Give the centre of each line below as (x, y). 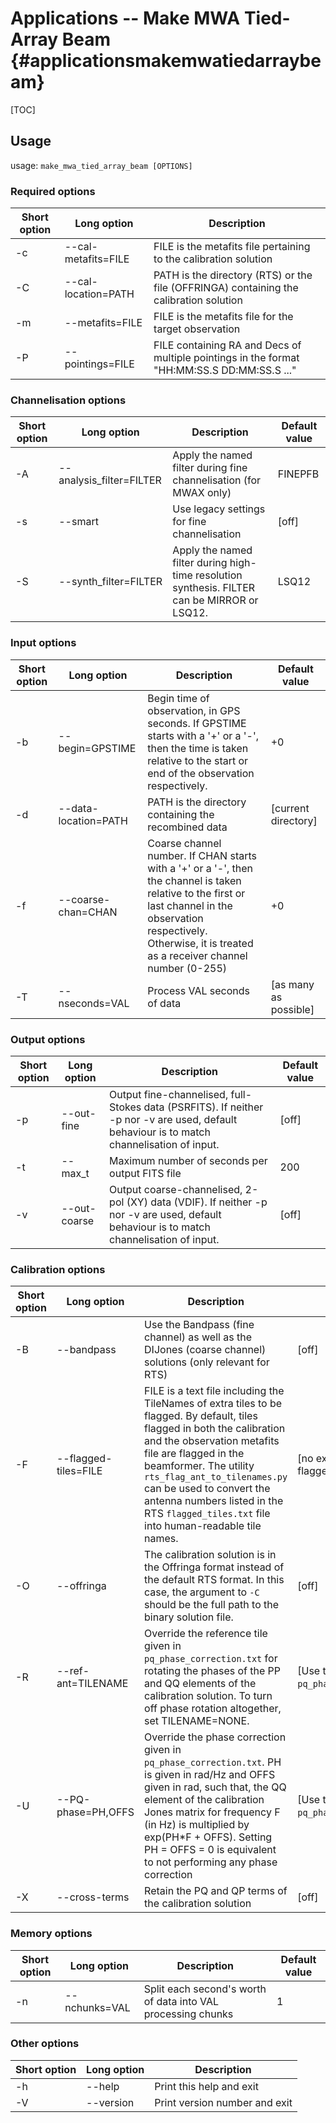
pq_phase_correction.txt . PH (213, 1762)
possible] (292, 1009)
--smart (78, 522)
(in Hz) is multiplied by (197, 1825)
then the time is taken (198, 748)
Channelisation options (68, 400)
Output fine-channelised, (169, 1094)
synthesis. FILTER (214, 588)
